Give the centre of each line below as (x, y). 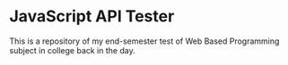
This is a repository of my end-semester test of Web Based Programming (144, 41)
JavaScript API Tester (92, 16)
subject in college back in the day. (73, 50)
